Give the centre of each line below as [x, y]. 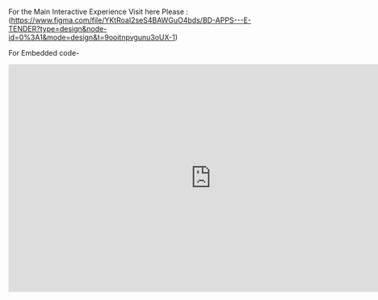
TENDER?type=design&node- [58, 29]
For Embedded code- [44, 53]
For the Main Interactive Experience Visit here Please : [98, 12]
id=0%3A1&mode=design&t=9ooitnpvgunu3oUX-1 [92, 37]
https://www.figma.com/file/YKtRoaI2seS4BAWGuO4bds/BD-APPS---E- [131, 20]
